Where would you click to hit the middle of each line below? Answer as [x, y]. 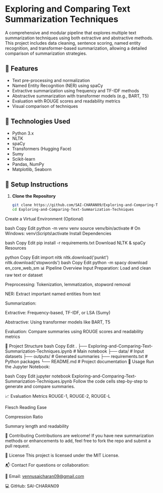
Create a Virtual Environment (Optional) [44, 219]
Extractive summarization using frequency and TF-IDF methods [75, 90]
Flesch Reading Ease [26, 408]
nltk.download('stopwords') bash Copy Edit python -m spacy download [76, 263]
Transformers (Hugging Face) [42, 149]
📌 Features [22, 69]
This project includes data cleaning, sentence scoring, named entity [73, 43]
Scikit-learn [24, 159]
